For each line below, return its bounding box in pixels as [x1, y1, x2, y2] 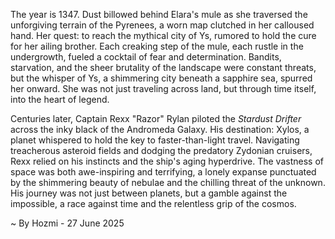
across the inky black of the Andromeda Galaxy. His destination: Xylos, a [10, 124, 310, 135]
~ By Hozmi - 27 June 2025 [10, 217, 125, 229]
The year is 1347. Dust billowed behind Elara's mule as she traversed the [10, 9, 308, 20]
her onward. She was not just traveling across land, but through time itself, [10, 83, 317, 94]
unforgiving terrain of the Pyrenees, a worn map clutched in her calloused [10, 19, 315, 31]
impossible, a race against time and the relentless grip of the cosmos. [10, 198, 297, 209]
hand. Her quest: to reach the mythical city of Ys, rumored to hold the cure [10, 30, 317, 41]
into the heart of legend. [10, 94, 110, 105]
